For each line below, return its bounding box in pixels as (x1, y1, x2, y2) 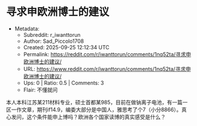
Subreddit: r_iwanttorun (23, 31, 81, 38)
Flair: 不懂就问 (23, 86, 58, 93)
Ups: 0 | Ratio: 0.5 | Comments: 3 (23, 79, 104, 86)
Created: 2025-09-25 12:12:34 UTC (23, 43, 110, 50)
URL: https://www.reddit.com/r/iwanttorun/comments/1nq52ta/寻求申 (23, 65, 191, 72)
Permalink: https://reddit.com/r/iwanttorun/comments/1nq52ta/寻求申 (23, 50, 191, 57)
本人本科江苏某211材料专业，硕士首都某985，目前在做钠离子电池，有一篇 (6, 98, 183, 105)
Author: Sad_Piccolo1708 (23, 38, 84, 45)
